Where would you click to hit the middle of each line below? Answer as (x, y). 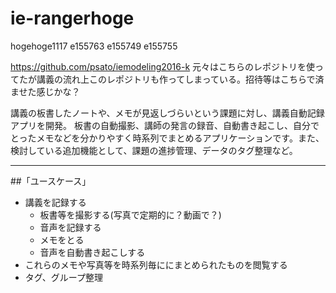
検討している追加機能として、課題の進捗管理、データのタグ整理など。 (154, 150)
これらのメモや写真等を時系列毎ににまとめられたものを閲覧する (156, 264)
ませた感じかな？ (45, 91)
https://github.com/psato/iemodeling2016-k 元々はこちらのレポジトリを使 (163, 66)
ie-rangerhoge (72, 18)
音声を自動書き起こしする (92, 252)
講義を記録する (55, 202)
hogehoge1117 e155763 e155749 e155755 (94, 46)
